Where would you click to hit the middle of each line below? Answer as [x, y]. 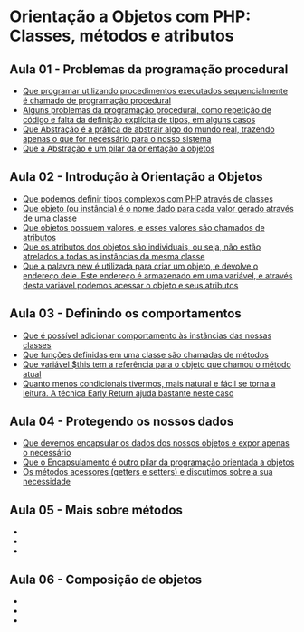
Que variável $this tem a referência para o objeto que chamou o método [157, 364]
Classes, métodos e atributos [122, 36]
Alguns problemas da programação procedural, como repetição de [147, 110]
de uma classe [50, 218]
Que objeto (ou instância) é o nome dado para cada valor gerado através [158, 208]
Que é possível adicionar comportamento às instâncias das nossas [147, 335]
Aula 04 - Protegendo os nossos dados [122, 422]
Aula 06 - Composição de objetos [106, 579]
